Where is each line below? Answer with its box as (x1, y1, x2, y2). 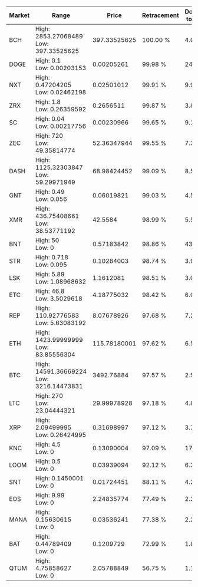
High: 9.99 (35, 492, 65, 499)
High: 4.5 (35, 440, 61, 449)
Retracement (141, 11, 180, 19)
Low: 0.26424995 (35, 431, 87, 438)
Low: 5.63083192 (35, 319, 87, 327)
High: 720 (35, 132, 64, 140)
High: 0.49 (35, 188, 65, 196)
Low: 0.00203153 (35, 64, 87, 72)
